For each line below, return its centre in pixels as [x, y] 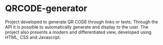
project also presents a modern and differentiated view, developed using [78, 32]
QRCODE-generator [46, 8]
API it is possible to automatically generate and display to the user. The [77, 27]
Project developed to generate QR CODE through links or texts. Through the [82, 22]
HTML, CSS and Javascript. [33, 37]
